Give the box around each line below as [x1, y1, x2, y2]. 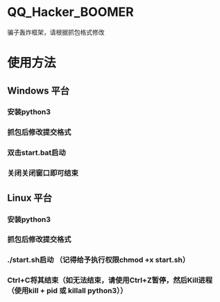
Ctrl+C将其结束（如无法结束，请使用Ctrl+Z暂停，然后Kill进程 [7, 276, 213, 285]
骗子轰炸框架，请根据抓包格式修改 [7, 28, 105, 36]
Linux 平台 [7, 192, 52, 203]
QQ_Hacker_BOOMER [7, 4, 134, 20]
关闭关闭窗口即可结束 [7, 168, 78, 178]
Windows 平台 [7, 85, 69, 97]
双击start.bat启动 [7, 148, 66, 158]
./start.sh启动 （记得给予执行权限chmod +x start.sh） [7, 255, 190, 265]
